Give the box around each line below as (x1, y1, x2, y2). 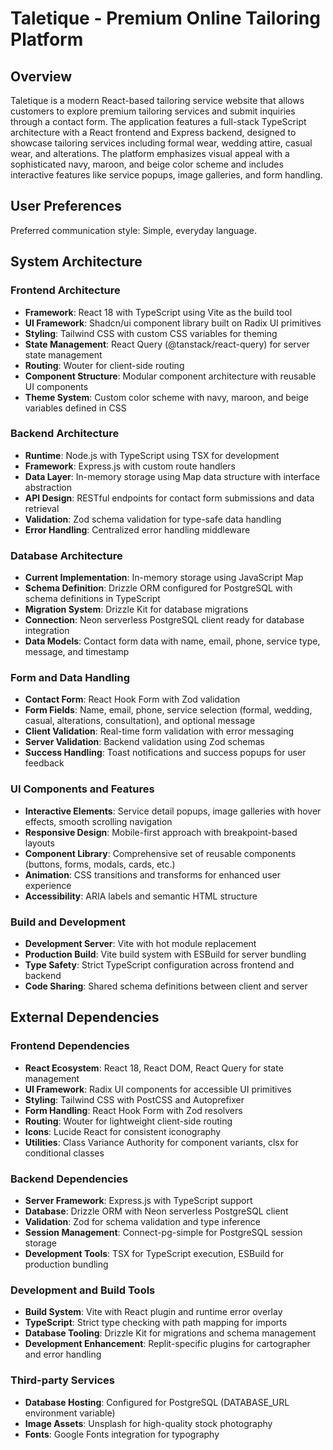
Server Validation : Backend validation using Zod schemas (24, 736, 265, 748)
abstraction (24, 481, 72, 493)
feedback (24, 757, 65, 769)
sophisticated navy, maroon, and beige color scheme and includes (10, 158, 284, 170)
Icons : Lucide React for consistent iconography (24, 1125, 222, 1137)
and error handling (24, 1348, 102, 1361)
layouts (24, 837, 55, 849)
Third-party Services (10, 1373, 115, 1387)
